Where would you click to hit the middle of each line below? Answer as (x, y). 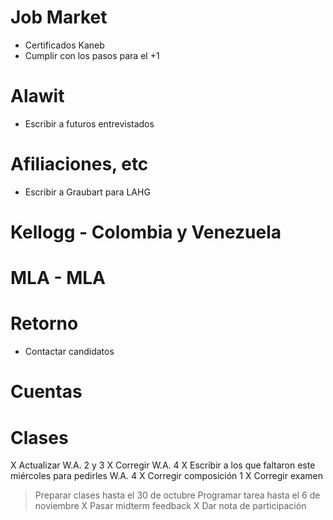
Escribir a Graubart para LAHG (87, 192)
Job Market (59, 17)
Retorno (44, 323)
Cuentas (46, 392)
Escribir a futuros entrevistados (89, 123)
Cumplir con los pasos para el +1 (92, 55)
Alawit (37, 96)
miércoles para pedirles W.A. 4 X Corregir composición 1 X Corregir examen (166, 476)
